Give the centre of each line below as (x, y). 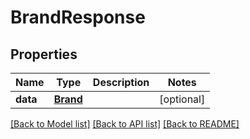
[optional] (182, 99)
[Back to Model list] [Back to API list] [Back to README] (125, 124)
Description (121, 82)
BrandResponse (78, 17)
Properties (44, 54)
